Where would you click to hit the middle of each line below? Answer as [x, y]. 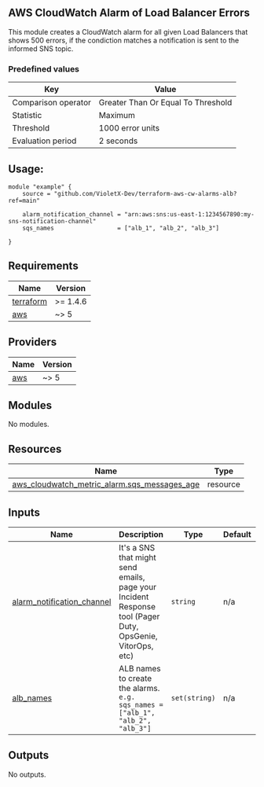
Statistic [27, 116]
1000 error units [129, 128]
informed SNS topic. [41, 48]
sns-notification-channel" [52, 221]
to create [136, 678]
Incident [134, 597]
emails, [132, 577]
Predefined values [44, 68]
